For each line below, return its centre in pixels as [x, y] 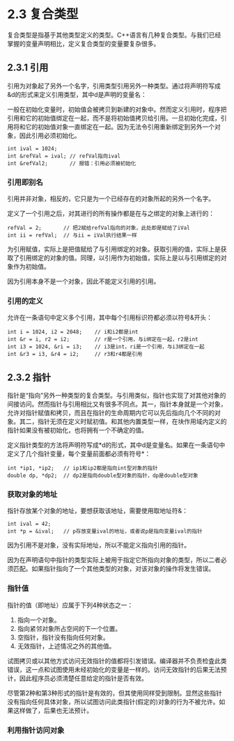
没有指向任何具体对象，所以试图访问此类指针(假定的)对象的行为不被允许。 [113, 701]
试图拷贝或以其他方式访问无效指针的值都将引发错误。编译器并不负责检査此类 [117, 661]
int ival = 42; [29, 524]
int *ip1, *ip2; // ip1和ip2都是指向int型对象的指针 [83, 468]
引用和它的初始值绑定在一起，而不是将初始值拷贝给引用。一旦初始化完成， [114, 118]
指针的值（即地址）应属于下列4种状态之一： [70, 605]
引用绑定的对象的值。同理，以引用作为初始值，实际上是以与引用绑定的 [120, 258]
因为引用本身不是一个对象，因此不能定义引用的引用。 [84, 281]
